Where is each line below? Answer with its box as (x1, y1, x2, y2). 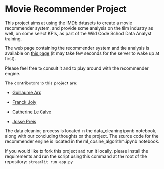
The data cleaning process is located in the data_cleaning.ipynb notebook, (5, 127, 157, 134)
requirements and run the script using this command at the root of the (5, 153, 147, 159)
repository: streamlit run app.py (5, 158, 73, 164)
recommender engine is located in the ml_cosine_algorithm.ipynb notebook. (5, 138, 160, 144)
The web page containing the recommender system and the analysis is (5, 45, 150, 51)
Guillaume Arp (12, 89, 41, 95)
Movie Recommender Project (5, 3, 127, 15)
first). (5, 55, 16, 61)
